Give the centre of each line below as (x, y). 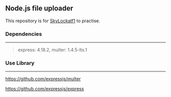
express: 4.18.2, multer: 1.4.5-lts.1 (52, 50)
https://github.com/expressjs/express (45, 89)
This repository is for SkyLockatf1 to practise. (53, 20)
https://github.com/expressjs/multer (43, 79)
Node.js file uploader (39, 8)
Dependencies (24, 34)
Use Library (20, 63)
